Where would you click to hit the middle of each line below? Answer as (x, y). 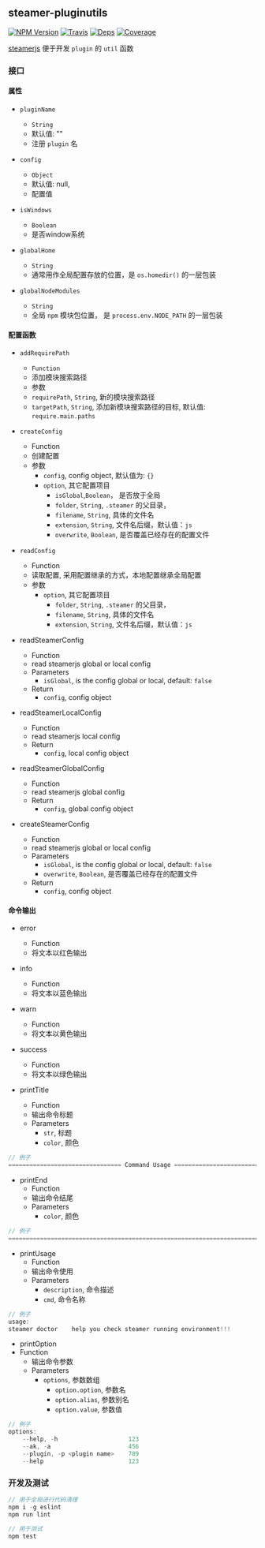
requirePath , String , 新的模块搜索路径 (93, 397)
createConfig (41, 432)
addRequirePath (45, 353)
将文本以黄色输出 (59, 1034)
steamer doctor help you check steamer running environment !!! (119, 1329)
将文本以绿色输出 (59, 1074)
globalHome (37, 251)
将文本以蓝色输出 (59, 993)
